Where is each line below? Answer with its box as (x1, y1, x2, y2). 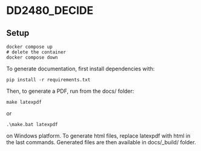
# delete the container (6, 49, 67, 55)
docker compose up (6, 44, 53, 50)
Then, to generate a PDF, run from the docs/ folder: (6, 87, 134, 95)
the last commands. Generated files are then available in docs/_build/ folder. (6, 139, 196, 146)
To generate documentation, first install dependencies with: (6, 65, 155, 72)
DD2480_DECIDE (6, 4, 94, 18)
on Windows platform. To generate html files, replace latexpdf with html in (6, 132, 191, 139)
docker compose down (6, 55, 59, 61)
